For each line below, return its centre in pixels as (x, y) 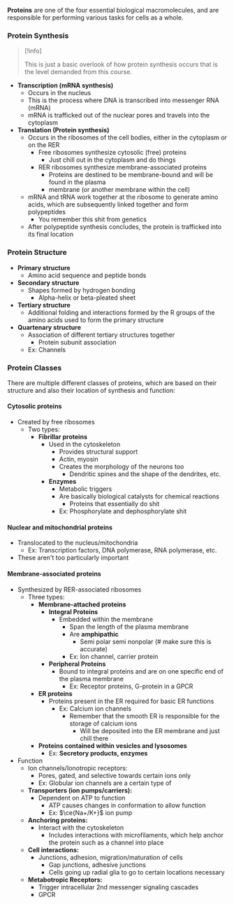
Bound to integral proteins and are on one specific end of (141, 671)
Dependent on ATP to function (82, 798)
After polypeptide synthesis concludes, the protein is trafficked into (125, 227)
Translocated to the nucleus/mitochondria (78, 543)
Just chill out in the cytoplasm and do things (112, 160)
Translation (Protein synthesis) (63, 130)
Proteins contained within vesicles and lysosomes (112, 746)
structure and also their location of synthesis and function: (92, 390)
